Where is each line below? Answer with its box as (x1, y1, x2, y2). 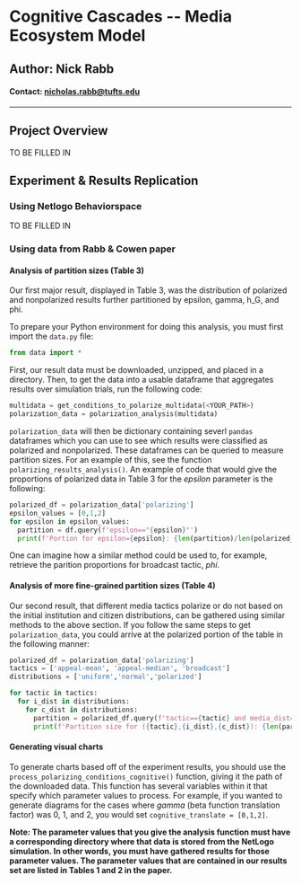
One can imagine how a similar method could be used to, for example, (9, 550, 268, 561)
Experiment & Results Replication (9, 172, 199, 188)
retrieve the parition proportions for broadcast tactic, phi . (9, 560, 220, 570)
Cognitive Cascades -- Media (9, 6, 233, 27)
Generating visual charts (9, 741, 104, 752)
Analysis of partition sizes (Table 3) (9, 265, 145, 276)
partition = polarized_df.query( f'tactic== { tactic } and (32, 713, 246, 722)
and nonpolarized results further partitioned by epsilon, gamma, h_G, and (9, 295, 279, 305)
